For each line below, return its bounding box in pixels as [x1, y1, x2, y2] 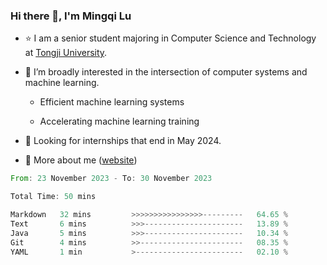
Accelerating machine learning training [39, 115, 200, 128]
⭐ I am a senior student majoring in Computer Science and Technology [24, 32, 317, 44]
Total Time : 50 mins [10, 192, 97, 202]
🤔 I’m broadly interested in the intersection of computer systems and [24, 66, 308, 78]
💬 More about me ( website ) [24, 154, 138, 166]
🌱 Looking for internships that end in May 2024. [24, 135, 222, 147]
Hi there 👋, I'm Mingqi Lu [10, 9, 132, 23]
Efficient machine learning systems [39, 96, 185, 108]
